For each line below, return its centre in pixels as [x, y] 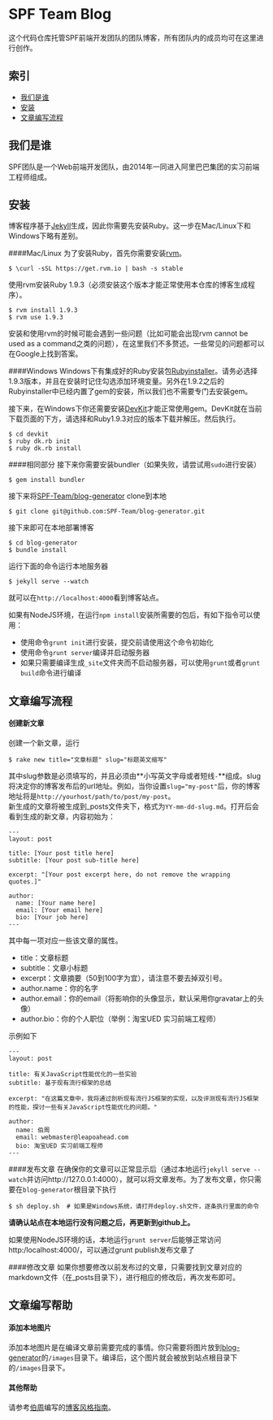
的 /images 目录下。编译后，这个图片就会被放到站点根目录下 [139, 1357]
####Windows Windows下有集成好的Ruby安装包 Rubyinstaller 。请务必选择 [133, 371]
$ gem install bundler [47, 480]
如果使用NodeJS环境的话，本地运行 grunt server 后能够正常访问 [115, 1240]
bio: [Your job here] [52, 917]
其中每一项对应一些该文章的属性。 [65, 940]
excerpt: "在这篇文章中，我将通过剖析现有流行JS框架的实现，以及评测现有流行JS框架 [134, 1098]
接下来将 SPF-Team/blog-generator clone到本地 [87, 496]
